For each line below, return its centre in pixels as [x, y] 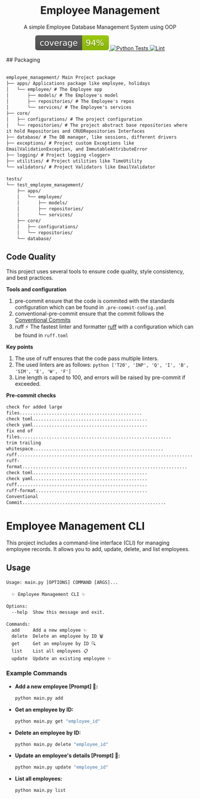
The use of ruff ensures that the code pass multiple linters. [87, 358]
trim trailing [24, 442]
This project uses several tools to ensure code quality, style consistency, [95, 271]
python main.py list [40, 791]
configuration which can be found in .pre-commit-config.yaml [90, 307]
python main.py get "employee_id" [57, 721]
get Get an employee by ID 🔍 [54, 643]
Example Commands [37, 674]
